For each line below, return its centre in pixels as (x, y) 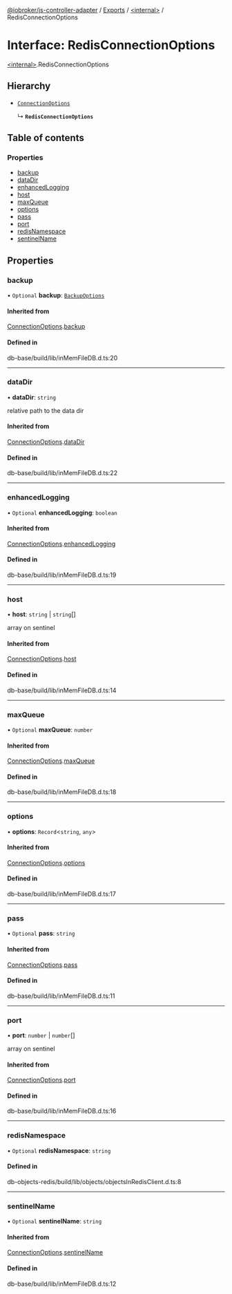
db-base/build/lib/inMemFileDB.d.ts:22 (62, 473)
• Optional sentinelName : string (55, 1221)
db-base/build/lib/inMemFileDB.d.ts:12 (62, 1284)
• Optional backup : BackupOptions (56, 295)
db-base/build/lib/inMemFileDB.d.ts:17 (61, 894)
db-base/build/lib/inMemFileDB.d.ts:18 (62, 792)
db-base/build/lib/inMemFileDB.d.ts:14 (62, 690)
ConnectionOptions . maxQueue (51, 761)
